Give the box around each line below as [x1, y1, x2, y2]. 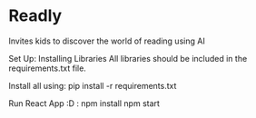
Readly [8, 5, 63, 26]
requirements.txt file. [8, 63, 87, 74]
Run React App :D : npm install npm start [8, 97, 161, 109]
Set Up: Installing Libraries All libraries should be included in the [8, 53, 248, 64]
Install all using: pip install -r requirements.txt [8, 80, 177, 91]
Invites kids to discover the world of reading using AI [8, 35, 205, 46]
